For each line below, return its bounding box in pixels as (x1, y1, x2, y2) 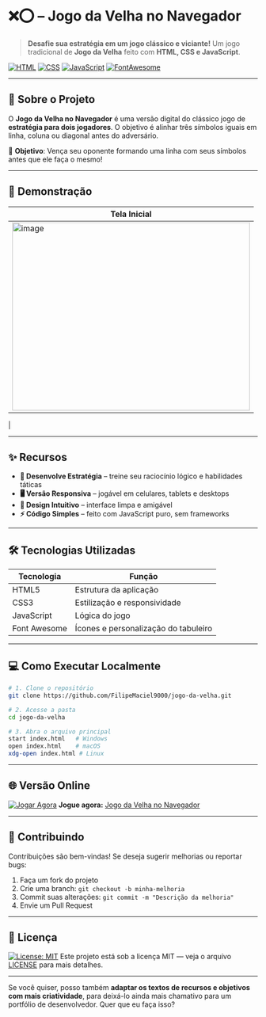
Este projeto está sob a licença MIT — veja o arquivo (59, 952, 232, 962)
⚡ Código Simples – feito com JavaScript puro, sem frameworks (19, 509, 230, 519)
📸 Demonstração (8, 185, 93, 199)
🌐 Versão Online (8, 779, 91, 793)
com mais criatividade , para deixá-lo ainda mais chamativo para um (8, 992, 232, 1001)
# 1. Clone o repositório (8, 684, 93, 692)
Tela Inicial (110, 208, 152, 219)
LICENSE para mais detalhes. (8, 960, 104, 969)
